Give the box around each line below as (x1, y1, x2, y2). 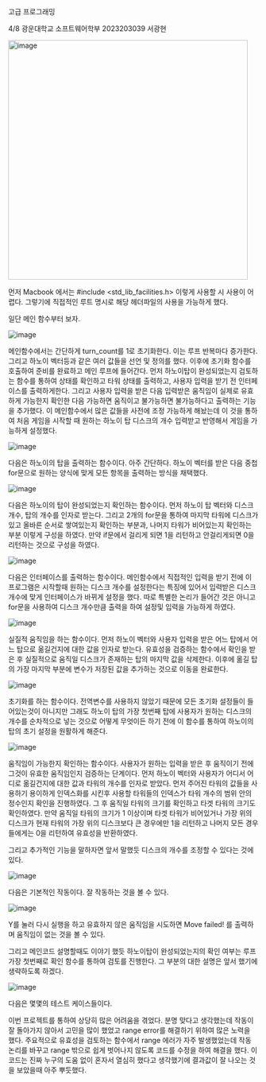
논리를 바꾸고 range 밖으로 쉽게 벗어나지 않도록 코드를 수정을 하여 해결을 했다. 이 (8, 1045, 258, 1055)
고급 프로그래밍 (8, 7, 56, 16)
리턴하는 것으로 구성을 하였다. (8, 540, 100, 549)
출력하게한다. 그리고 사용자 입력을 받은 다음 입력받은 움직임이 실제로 (29, 386, 240, 395)
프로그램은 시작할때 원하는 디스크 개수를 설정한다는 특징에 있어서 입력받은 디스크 (8, 583, 256, 591)
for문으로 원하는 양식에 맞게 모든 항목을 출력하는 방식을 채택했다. (8, 468, 208, 477)
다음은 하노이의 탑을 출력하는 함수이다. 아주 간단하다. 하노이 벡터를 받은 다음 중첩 (8, 458, 258, 467)
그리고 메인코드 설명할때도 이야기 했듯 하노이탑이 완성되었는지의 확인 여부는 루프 (8, 947, 256, 956)
